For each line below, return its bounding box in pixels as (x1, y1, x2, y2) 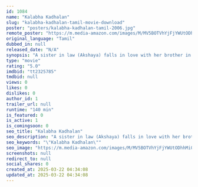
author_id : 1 (6, 96, 38, 101)
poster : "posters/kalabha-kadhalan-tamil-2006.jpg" (6, 25, 136, 31)
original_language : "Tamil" (6, 36, 75, 42)
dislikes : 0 (6, 90, 35, 96)
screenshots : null (6, 150, 51, 156)
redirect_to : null (6, 156, 51, 162)
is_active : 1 (6, 118, 38, 124)
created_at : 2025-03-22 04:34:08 (6, 166, 88, 173)
